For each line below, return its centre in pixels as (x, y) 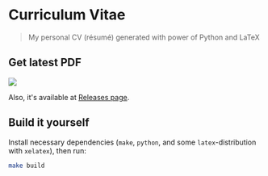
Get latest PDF (45, 63)
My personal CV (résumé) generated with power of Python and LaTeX (144, 37)
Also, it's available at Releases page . (69, 97)
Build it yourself (49, 123)
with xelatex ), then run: (47, 150)
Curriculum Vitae (67, 15)
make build (27, 166)
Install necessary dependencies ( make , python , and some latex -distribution (132, 142)
